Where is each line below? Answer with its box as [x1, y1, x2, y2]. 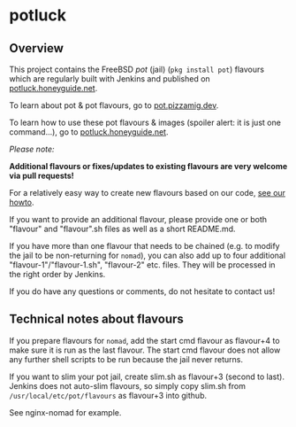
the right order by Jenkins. [9, 269, 106, 279]
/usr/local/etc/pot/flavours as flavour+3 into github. [9, 390, 208, 400]
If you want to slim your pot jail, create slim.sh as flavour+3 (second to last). [9, 371, 285, 382]
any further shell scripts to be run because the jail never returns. [9, 353, 243, 364]
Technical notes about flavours [9, 312, 184, 327]
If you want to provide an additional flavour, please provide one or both [9, 214, 268, 224]
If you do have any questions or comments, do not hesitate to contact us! [9, 286, 276, 297]
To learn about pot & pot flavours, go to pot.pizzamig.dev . [9, 100, 219, 111]
